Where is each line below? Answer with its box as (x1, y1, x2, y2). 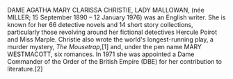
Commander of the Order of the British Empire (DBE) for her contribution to (7, 58, 223, 65)
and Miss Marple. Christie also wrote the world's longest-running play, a (7, 35, 214, 44)
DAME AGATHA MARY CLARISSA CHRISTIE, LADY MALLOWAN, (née (7, 6, 205, 14)
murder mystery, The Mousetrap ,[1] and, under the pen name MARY (7, 43, 202, 51)
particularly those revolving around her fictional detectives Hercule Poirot (7, 28, 218, 36)
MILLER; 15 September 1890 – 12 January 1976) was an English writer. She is (7, 13, 226, 21)
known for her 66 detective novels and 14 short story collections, (7, 21, 193, 28)
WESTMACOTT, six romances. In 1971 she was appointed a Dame (7, 50, 195, 58)
